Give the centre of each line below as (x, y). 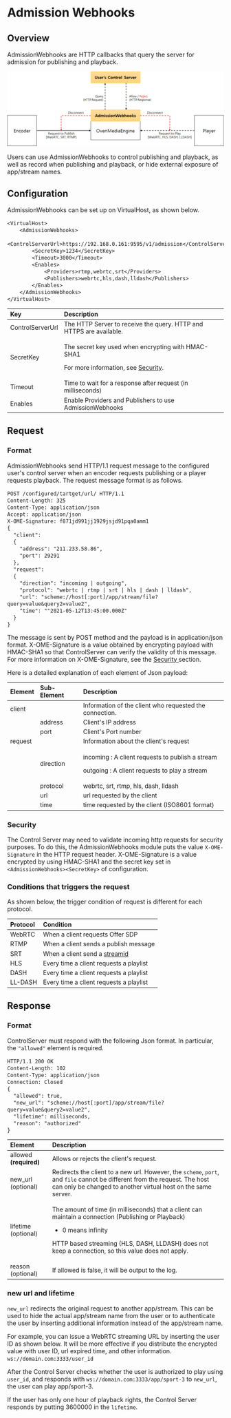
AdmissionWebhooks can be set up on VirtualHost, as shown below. (103, 210)
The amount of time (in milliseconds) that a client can (127, 1209)
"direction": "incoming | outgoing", (74, 583)
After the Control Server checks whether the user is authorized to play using (115, 1371)
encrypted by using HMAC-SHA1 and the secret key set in (89, 862)
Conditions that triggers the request (68, 886)
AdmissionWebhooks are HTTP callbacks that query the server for (101, 54)
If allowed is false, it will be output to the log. (114, 1270)
